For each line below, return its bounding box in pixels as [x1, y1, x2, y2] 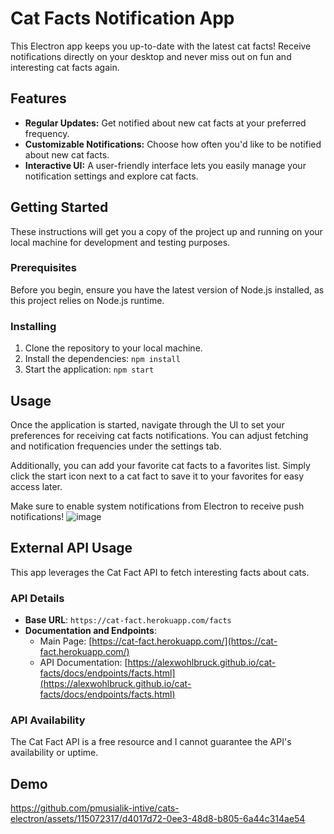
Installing [10, 319, 57, 333]
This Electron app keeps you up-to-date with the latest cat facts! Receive [10, 40, 312, 52]
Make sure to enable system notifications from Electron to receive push [10, 500, 305, 512]
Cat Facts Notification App [10, 7, 235, 30]
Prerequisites [10, 261, 77, 275]
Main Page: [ [39, 635, 93, 647]
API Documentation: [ [39, 657, 128, 669]
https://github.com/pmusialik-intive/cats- [10, 802, 180, 814]
